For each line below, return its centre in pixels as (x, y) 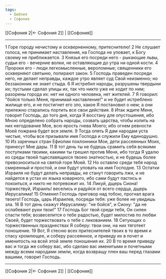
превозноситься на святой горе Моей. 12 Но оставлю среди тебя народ (81, 162)
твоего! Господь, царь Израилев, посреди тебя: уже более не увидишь (80, 199)
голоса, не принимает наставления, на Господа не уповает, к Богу (75, 52)
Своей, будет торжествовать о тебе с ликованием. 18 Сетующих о (75, 220)
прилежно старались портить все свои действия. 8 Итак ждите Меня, (79, 110)
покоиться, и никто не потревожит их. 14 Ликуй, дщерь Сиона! (71, 184)
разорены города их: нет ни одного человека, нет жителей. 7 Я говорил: (82, 94)
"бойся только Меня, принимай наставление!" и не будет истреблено (79, 100)
